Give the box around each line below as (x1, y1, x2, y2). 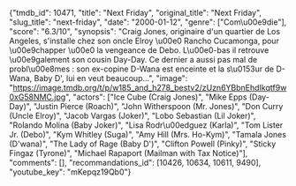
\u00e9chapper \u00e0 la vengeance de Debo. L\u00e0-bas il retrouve (9, 45, 269, 56)
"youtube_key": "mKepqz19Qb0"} (9, 167, 132, 177)
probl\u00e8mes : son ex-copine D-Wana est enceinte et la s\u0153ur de (9, 63, 275, 74)
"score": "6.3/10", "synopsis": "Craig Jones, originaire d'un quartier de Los (9, 26, 281, 36)
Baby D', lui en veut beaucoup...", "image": (34, 73, 188, 83)
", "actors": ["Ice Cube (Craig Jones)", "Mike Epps (65, 92, 247, 102)
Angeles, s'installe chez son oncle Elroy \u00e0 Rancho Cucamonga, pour (9, 35, 280, 46)
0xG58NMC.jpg (9, 92, 66, 102)
